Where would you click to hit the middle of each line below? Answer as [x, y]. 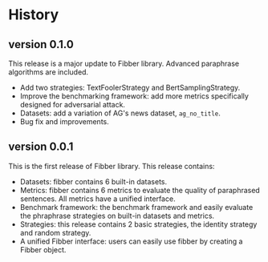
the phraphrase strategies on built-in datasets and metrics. [117, 216]
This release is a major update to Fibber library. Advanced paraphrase [124, 63]
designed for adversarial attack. [73, 105]
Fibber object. [43, 249]
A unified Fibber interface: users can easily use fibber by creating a [131, 241]
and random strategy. [55, 232]
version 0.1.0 [41, 44]
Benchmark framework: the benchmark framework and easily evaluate [136, 207]
